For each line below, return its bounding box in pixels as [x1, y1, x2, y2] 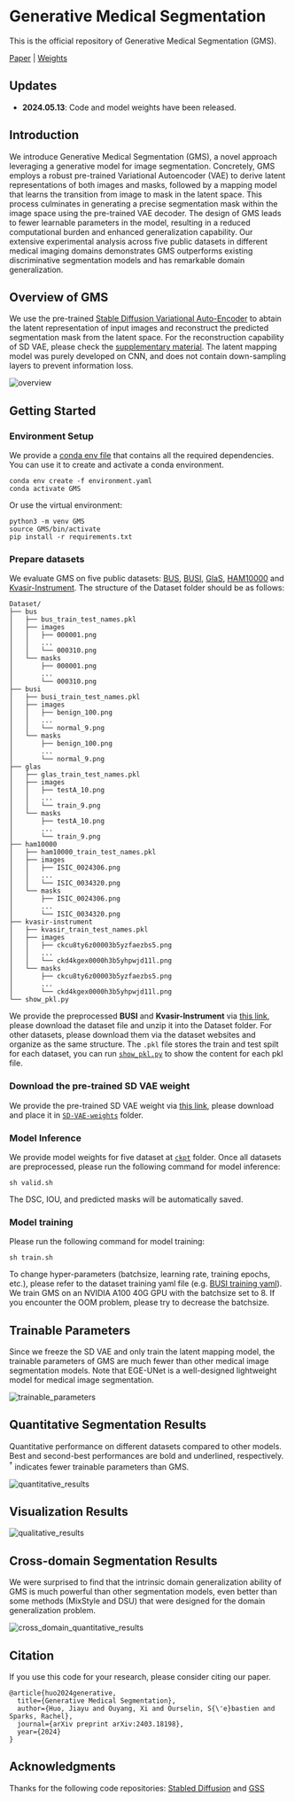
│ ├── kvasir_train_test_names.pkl [9, 925, 149, 934]
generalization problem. [9, 1605, 96, 1616]
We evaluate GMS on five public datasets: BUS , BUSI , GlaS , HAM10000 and [9, 573, 285, 584]
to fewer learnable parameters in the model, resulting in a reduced [9, 217, 251, 228]
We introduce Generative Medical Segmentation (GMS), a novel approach [9, 151, 277, 161]
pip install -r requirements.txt [9, 533, 133, 542]
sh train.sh [9, 1253, 53, 1262]
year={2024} [17, 1727, 62, 1736]
